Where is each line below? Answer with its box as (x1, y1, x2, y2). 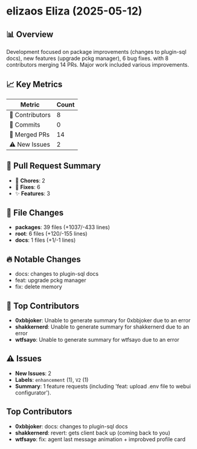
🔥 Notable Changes (6, 254, 82, 264)
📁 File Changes (6, 208, 64, 218)
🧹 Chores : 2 (15, 177, 45, 184)
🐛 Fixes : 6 (15, 183, 40, 190)
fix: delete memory (15, 283, 62, 290)
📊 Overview (6, 29, 54, 39)
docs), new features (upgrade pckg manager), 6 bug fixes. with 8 (6, 55, 169, 62)
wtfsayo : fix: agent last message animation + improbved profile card (15, 435, 186, 443)
